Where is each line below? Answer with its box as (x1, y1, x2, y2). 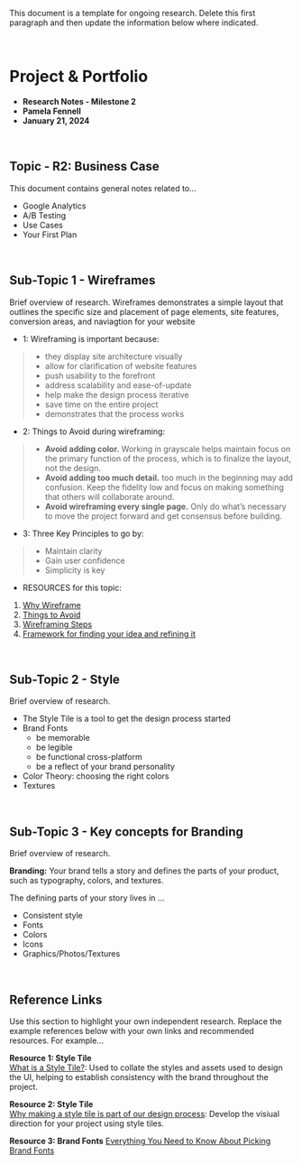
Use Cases (22, 219, 63, 230)
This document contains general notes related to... (9, 182, 197, 193)
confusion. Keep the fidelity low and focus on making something (44, 482, 284, 493)
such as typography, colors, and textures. (9, 875, 164, 886)
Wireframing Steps (22, 618, 93, 630)
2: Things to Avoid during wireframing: (22, 426, 165, 437)
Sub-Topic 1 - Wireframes (9, 273, 156, 288)
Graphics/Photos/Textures (22, 948, 121, 959)
